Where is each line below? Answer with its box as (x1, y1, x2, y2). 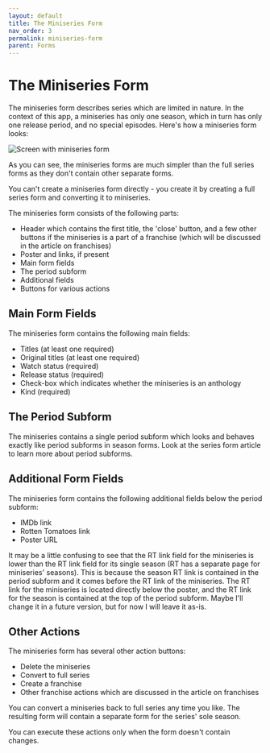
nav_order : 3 (8, 27, 52, 35)
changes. (8, 736, 39, 746)
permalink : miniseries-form (8, 34, 103, 43)
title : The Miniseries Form (8, 19, 103, 27)
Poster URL (19, 535, 58, 544)
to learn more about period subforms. (8, 449, 133, 458)
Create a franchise (19, 679, 82, 689)
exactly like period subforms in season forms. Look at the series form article (8, 440, 262, 449)
